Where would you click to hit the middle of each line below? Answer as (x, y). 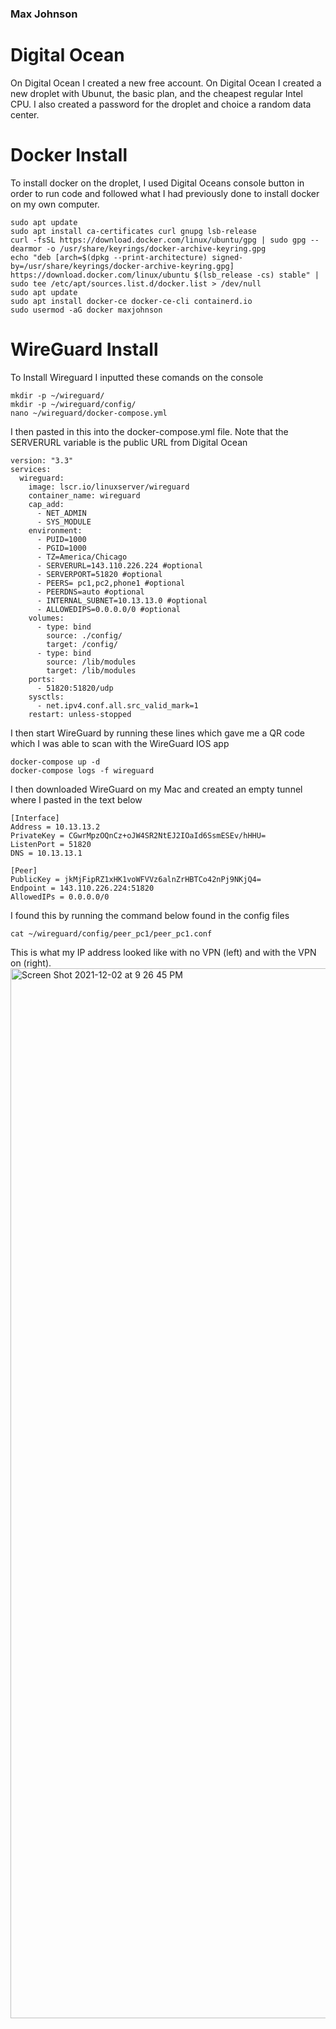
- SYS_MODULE (64, 522)
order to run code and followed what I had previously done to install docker (165, 193)
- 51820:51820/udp (75, 688)
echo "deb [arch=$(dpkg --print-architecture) (109, 257)
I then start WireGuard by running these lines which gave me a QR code (158, 733)
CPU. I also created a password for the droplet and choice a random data (161, 104)
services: (31, 469)
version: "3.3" (42, 460)
